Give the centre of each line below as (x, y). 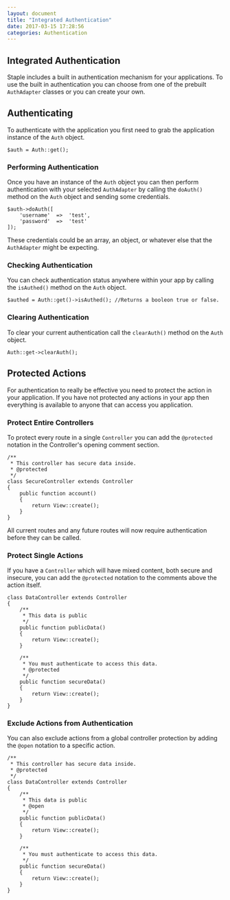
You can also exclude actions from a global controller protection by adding (112, 738)
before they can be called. (44, 537)
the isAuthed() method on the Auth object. (67, 288)
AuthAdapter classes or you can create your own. (76, 92)
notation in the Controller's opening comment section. (83, 444)
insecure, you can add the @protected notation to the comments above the (112, 578)
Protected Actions (47, 373)
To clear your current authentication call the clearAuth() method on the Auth (115, 332)
